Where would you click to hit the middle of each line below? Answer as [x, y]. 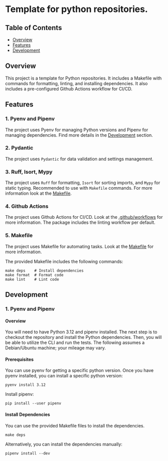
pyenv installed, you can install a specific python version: [64, 376]
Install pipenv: [19, 394]
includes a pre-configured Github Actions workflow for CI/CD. [69, 89]
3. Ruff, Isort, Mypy [29, 172]
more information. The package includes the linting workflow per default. [80, 222]
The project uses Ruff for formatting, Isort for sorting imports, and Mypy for [83, 183]
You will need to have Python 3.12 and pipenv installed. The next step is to [81, 332]
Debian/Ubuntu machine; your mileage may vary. [55, 348]
